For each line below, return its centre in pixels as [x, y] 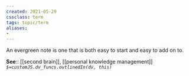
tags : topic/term [27, 22]
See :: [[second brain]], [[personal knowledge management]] [79, 62]
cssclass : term [25, 17]
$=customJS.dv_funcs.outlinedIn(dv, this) [59, 67]
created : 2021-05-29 [32, 11]
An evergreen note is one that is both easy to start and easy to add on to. [95, 50]
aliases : [17, 28]
